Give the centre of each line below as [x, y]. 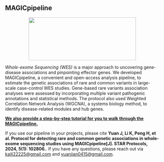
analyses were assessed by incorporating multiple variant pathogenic [75, 93]
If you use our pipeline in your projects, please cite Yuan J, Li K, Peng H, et [81, 133]
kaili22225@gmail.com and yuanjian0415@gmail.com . [59, 154]
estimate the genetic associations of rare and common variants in [71, 82]
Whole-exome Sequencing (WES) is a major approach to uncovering [74, 67]
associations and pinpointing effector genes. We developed [82, 72]
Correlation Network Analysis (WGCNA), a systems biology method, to [76, 104]
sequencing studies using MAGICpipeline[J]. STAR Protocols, [84, 143]
